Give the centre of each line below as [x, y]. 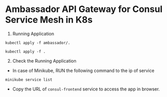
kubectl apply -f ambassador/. [38, 43]
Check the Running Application [44, 60]
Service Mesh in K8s [49, 20]
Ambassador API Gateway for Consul [84, 9]
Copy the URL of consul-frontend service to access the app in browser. [86, 89]
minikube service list [29, 79]
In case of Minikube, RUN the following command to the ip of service [83, 70]
